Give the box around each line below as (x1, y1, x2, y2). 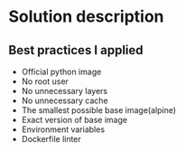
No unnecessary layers (21, 86, 108, 96)
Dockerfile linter (21, 134, 82, 144)
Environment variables (21, 124, 106, 135)
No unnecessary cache (21, 95, 109, 106)
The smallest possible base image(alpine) (21, 105, 177, 115)
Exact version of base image (21, 115, 128, 125)
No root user (21, 76, 69, 87)
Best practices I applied (8, 43, 143, 58)
